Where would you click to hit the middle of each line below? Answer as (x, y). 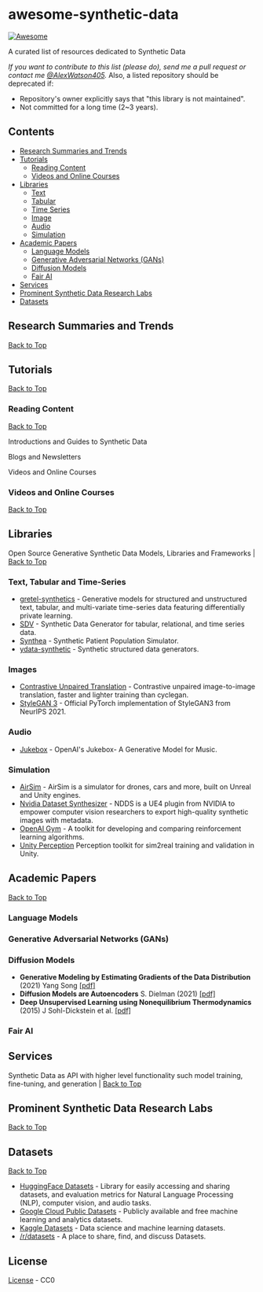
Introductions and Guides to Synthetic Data (78, 441)
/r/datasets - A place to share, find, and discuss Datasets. (113, 1236)
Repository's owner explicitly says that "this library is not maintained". (132, 98)
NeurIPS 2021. (43, 712)
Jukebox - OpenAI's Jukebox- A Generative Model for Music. (118, 749)
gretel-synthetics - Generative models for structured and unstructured (133, 599)
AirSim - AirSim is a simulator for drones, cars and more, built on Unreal (135, 786)
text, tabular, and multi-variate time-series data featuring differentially (132, 607)
